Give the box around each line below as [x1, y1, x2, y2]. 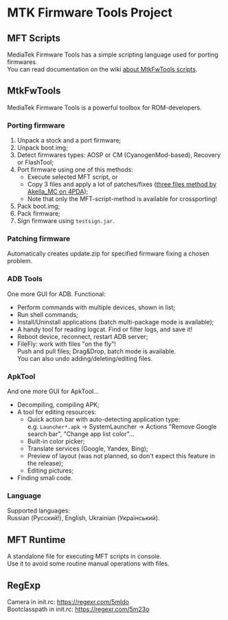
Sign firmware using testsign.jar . [16, 217, 115, 225]
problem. [7, 257, 33, 265]
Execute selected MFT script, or [27, 173, 118, 181]
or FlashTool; [16, 158, 54, 167]
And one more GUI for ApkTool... [7, 387, 100, 395]
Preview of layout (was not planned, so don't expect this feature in [27, 452, 215, 459]
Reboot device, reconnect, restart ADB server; [16, 332, 148, 340]
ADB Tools [7, 274, 43, 284]
